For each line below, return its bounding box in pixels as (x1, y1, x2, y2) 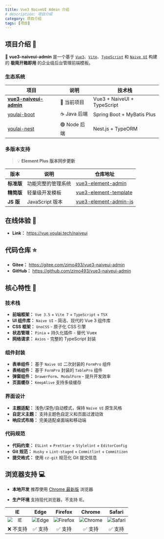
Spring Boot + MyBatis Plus (93, 111, 156, 117)
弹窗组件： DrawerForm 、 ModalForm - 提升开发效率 (12, 373, 111, 379)
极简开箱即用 (10, 60, 37, 66)
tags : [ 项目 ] (5, 20, 30, 26)
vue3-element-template (76, 189, 133, 195)
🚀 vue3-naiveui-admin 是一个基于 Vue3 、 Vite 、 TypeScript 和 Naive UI (5, 54, 148, 60)
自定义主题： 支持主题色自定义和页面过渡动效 (12, 411, 103, 417)
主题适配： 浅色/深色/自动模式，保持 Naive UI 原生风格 (12, 405, 122, 411)
